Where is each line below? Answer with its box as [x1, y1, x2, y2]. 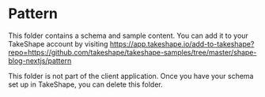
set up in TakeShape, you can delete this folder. [8, 80, 164, 89]
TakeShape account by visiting [8, 39, 108, 48]
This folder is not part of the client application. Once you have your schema [8, 71, 254, 80]
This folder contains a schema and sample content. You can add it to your [8, 31, 249, 40]
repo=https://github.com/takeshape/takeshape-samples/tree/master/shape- [8, 47, 257, 57]
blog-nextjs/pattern [8, 56, 72, 65]
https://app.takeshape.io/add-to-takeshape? [109, 39, 255, 48]
